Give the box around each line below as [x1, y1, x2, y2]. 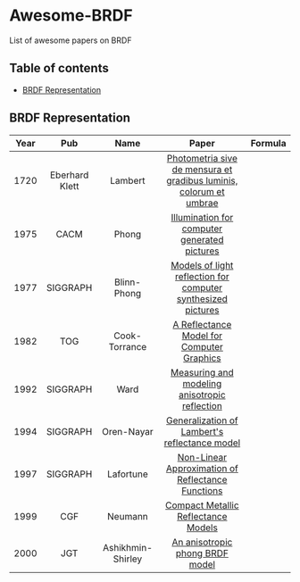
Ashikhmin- [102, 541, 154, 553]
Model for [181, 329, 223, 342]
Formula [250, 137, 287, 149]
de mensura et [171, 162, 233, 175]
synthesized [176, 292, 228, 304]
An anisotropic [171, 536, 233, 548]
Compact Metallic [164, 499, 239, 511]
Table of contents [9, 61, 109, 76]
